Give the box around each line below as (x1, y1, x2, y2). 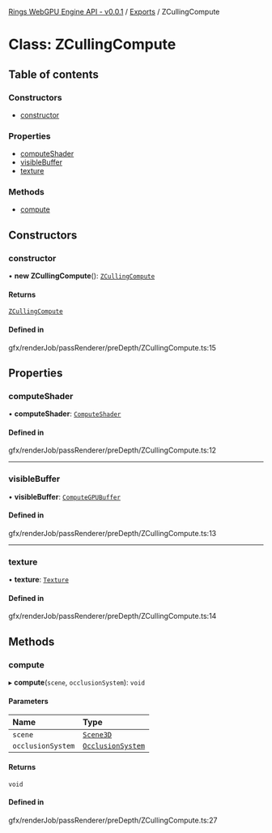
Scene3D (82, 730, 113, 740)
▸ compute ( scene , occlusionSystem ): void (8, 677, 146, 688)
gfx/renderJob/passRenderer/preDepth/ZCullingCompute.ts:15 (8, 342, 217, 352)
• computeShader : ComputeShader (8, 409, 121, 419)
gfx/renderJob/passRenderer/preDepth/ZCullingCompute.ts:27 (8, 815, 218, 825)
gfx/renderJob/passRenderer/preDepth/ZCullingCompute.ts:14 (8, 612, 217, 621)
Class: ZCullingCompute (8, 36, 176, 54)
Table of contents (8, 67, 99, 81)
